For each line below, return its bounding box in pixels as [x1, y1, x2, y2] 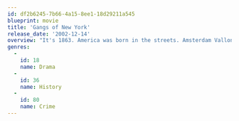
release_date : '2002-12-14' [7, 30, 91, 38]
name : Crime [20, 103, 55, 110]
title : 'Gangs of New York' [7, 23, 91, 31]
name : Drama [20, 63, 55, 70]
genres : [7, 43, 31, 51]
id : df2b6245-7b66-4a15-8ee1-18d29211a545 [7, 10, 135, 18]
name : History [20, 83, 62, 90]
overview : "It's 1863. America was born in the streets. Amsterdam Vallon [7, 37, 234, 44]
